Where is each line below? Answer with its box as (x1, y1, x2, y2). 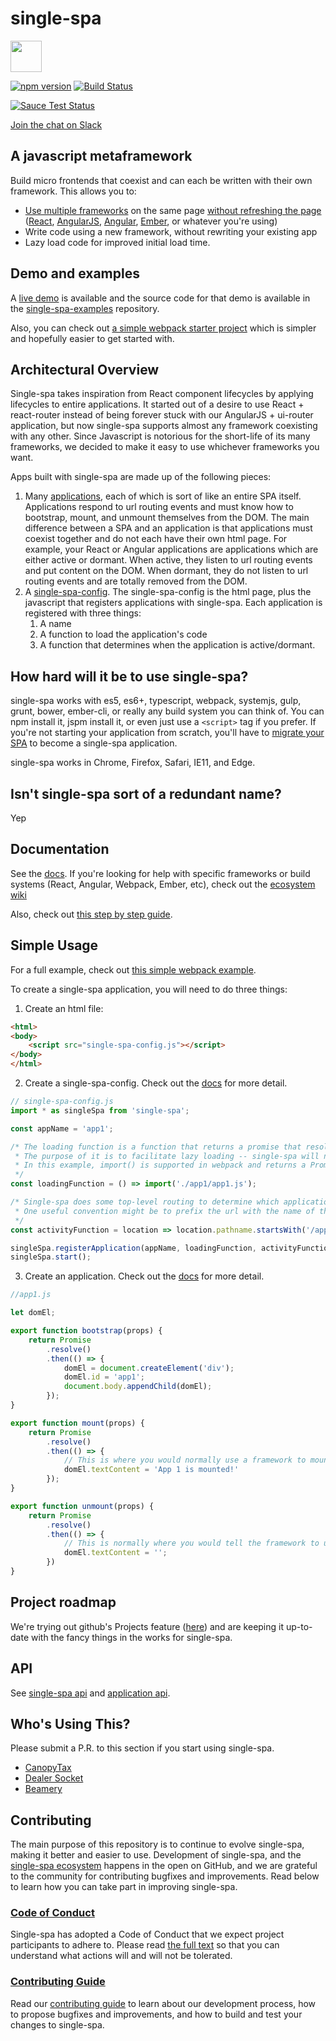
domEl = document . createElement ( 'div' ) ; (63, 1363, 235, 1373)
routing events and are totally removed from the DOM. (24, 575, 248, 587)
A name (39, 618, 72, 630)
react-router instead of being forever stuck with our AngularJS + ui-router (10, 409, 314, 421)
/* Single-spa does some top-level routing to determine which (10, 1197, 280, 1207)
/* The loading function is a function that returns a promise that (10, 1142, 302, 1152)
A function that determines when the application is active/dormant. (39, 639, 316, 651)
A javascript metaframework (10, 148, 193, 165)
